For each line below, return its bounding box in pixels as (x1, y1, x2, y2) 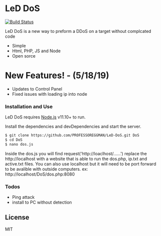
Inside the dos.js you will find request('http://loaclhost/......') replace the (5, 150, 147, 156)
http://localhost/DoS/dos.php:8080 (5, 171, 75, 177)
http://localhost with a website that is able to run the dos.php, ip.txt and (5, 156, 147, 162)
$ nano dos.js (5, 142, 34, 147)
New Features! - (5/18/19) (5, 70, 110, 81)
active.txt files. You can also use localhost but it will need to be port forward (5, 161, 156, 167)
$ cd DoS (5, 137, 23, 143)
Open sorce (12, 53, 36, 59)
